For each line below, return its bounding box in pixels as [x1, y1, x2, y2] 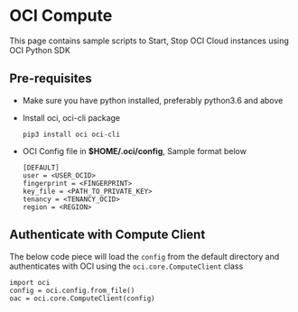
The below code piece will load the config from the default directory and [9, 251, 280, 262]
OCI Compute [9, 5, 113, 26]
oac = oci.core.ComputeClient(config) [9, 294, 155, 303]
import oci [9, 278, 51, 287]
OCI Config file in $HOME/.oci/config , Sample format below [22, 145, 247, 156]
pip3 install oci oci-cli [22, 130, 120, 139]
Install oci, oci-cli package [22, 112, 121, 123]
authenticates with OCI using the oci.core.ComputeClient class [9, 261, 244, 271]
